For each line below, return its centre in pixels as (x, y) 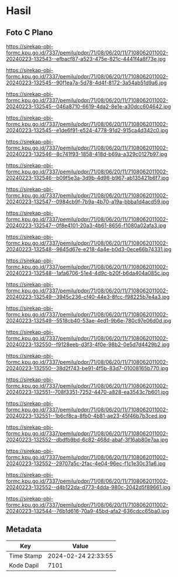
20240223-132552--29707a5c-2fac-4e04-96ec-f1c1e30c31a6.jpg (86, 463)
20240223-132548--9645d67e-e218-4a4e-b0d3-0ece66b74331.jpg (89, 249)
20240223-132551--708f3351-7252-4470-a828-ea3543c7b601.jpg (88, 392)
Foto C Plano (29, 33)
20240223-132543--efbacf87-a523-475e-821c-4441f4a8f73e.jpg (86, 59)
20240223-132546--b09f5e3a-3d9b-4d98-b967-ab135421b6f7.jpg (88, 178)
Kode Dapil (24, 565)
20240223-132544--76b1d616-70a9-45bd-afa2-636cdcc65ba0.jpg (88, 511)
